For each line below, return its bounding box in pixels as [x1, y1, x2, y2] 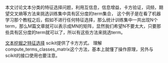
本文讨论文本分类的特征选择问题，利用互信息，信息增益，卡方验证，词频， [5, 4, 159, 10]
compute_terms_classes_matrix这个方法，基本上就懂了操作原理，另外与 [5, 46, 154, 52]
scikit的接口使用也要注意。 [5, 52, 60, 58]
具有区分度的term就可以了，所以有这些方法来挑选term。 [9, 29, 125, 35]
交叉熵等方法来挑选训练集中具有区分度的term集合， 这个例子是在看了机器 [9, 10, 161, 16]
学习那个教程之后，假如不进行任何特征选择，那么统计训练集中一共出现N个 [5, 17, 158, 22]
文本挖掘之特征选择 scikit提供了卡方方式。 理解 [5, 40, 102, 46]
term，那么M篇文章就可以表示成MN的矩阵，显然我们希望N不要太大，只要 [5, 23, 157, 29]
